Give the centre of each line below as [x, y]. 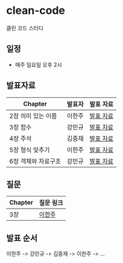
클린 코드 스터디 [25, 28]
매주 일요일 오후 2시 [38, 65]
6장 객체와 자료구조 [35, 161]
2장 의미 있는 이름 [33, 115]
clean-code [36, 11]
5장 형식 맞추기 [30, 150]
